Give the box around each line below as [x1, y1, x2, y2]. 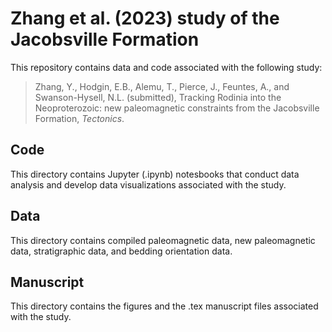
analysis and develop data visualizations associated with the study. [10, 178, 287, 191]
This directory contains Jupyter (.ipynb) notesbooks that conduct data [10, 168, 300, 180]
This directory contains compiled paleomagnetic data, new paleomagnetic [10, 234, 316, 246]
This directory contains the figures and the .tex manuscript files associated [10, 300, 319, 312]
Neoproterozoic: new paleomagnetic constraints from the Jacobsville [34, 102, 320, 114]
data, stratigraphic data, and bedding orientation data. [10, 245, 233, 257]
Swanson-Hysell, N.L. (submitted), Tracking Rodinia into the [34, 91, 282, 103]
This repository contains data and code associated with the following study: [10, 61, 323, 73]
